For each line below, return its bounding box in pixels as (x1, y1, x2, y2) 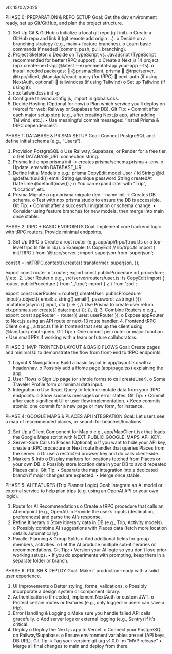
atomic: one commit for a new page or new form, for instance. (12, 403, 144, 409)
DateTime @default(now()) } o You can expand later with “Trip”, (12, 181, 147, 186)
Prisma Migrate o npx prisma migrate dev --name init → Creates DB (12, 192, 156, 197)
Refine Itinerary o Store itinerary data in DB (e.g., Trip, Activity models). (12, 519, 163, 526)
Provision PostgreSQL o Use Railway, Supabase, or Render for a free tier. (12, 148, 167, 154)
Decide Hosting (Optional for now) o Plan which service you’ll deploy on (12, 101, 165, 107)
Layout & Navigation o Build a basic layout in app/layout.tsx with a (12, 360, 152, 365)
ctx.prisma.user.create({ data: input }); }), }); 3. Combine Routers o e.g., (5, 307, 157, 313)
